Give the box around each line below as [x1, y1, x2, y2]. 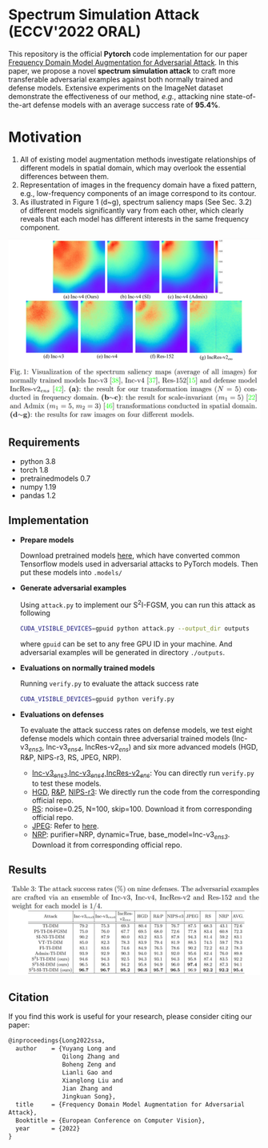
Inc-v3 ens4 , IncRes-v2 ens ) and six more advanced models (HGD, [46, 742, 258, 754]
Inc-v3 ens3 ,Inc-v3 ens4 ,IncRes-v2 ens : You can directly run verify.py [31, 768, 254, 779]
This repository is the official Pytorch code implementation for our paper [8, 49, 248, 58]
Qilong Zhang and [62, 1053, 120, 1061]
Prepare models [19, 534, 74, 545]
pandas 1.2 [19, 490, 56, 500]
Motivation [8, 128, 82, 146]
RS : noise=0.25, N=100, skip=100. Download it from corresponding [31, 804, 252, 814]
